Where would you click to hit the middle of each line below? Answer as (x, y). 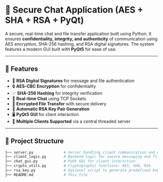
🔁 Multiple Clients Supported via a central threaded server (71, 121)
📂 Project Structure (34, 141)
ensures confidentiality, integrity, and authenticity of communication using (81, 39)
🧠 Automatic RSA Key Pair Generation (51, 109)
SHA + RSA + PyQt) (44, 20)
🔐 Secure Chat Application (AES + (74, 10)
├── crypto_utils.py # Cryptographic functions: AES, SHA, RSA (78, 166)
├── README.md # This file (47, 175)
